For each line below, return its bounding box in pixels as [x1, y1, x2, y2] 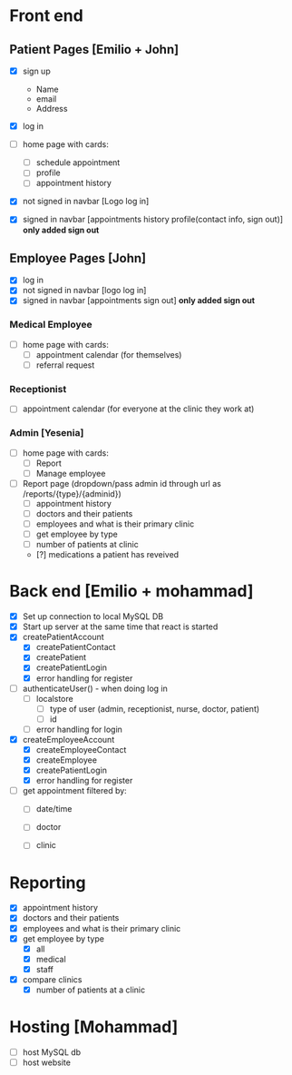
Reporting [9, 873, 86, 893]
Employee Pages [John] [9, 251, 147, 266]
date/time [35, 804, 73, 814]
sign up [22, 65, 52, 76]
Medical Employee [9, 319, 92, 331]
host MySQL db [22, 1046, 82, 1058]
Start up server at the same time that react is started [22, 621, 219, 632]
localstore [35, 693, 74, 704]
